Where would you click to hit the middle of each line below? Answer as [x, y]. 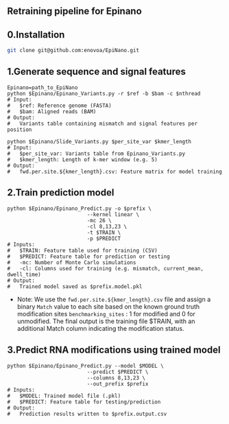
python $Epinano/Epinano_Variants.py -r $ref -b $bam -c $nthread [104, 93]
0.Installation [36, 35]
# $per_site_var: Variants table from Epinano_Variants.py [96, 154]
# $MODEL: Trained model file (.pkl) [64, 396]
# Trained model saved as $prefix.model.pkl [75, 286]
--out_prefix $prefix [118, 384]
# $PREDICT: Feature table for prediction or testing [88, 257]
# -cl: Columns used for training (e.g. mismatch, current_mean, [106, 268]
